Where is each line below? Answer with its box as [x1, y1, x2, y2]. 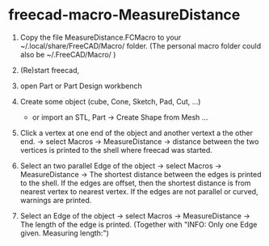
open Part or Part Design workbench [19, 81, 143, 91]
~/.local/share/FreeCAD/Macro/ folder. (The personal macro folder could [19, 40, 261, 50]
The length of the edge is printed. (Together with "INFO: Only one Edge [19, 219, 258, 229]
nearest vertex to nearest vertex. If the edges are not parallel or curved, [19, 186, 258, 196]
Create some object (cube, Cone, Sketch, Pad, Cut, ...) [19, 96, 201, 106]
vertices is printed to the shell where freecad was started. [19, 145, 212, 155]
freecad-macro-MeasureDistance [8, 6, 241, 24]
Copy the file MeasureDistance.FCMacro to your [19, 32, 182, 42]
